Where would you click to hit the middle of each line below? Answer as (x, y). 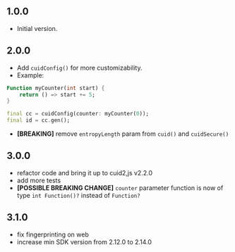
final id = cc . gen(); (38, 120)
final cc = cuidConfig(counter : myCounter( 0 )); (78, 114)
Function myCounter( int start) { (56, 88)
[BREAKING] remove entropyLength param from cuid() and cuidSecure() (123, 134)
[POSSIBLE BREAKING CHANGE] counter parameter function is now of (120, 188)
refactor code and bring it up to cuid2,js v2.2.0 (85, 172)
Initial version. (37, 28)
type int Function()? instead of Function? (78, 195)
